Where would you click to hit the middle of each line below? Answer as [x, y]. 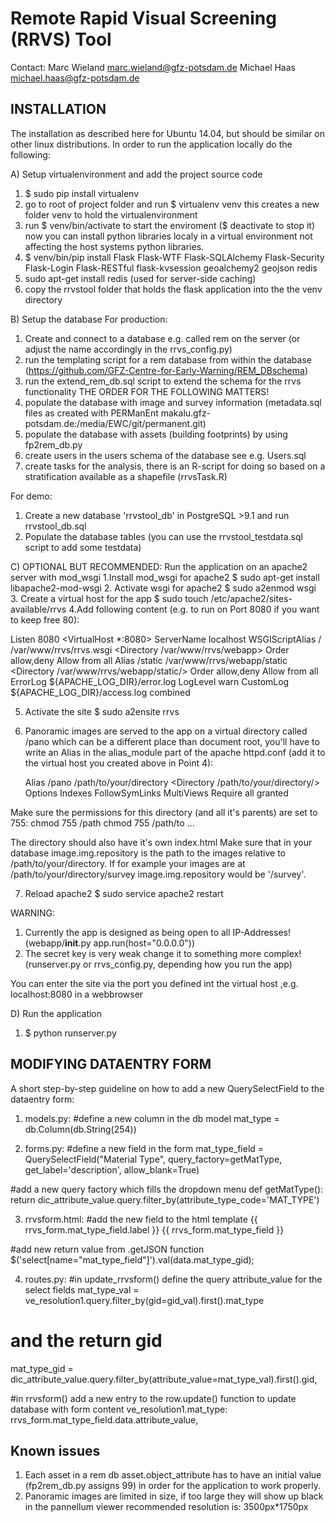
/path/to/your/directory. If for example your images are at [128, 863]
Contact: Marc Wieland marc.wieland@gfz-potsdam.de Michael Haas [153, 67]
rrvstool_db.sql [55, 526]
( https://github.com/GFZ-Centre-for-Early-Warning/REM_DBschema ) [166, 370]
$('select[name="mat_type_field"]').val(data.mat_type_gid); [132, 1259]
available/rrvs [38, 609]
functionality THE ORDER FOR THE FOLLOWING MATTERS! [147, 391]
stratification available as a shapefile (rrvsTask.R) [126, 476]
